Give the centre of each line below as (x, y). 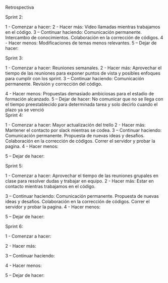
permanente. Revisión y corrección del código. (54, 84)
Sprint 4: (14, 115)
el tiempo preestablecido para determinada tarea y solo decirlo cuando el (81, 104)
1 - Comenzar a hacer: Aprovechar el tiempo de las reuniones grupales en (82, 176)
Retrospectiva (20, 7)
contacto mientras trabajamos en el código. (50, 186)
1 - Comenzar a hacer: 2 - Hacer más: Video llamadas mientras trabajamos (83, 27)
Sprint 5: (14, 166)
